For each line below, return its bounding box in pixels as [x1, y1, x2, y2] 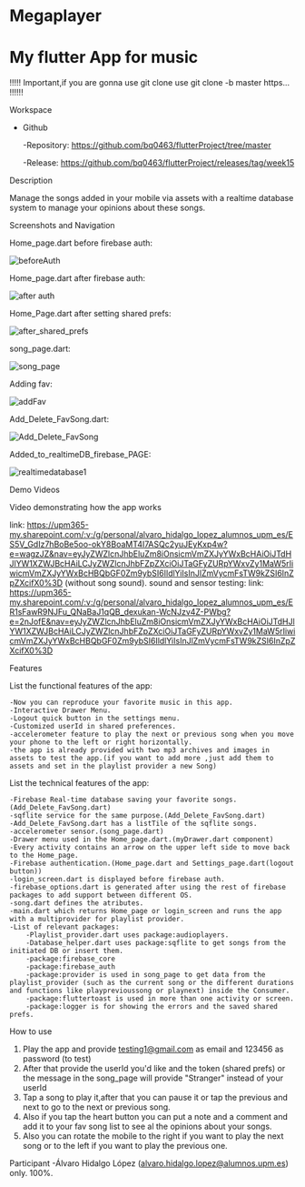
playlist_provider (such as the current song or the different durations [9, 979, 295, 988]
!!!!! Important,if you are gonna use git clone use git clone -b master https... [9, 77, 290, 88]
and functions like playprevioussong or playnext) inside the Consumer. [9, 986, 290, 996]
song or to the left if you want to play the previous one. [22, 1141, 229, 1152]
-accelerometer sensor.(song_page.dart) [9, 827, 165, 837]
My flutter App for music [9, 47, 198, 68]
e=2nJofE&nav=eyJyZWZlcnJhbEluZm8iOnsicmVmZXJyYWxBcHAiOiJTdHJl [9, 616, 295, 628]
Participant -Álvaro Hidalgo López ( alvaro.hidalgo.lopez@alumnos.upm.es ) [9, 1158, 289, 1169]
